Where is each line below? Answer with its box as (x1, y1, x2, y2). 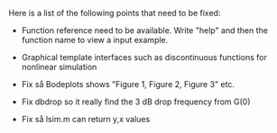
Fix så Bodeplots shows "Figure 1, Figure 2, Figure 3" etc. (21, 79, 235, 89)
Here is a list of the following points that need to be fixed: (8, 8, 221, 18)
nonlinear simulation (21, 62, 97, 72)
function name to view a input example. (21, 35, 169, 45)
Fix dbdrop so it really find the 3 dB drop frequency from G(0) (21, 96, 251, 107)
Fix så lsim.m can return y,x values (21, 114, 151, 124)
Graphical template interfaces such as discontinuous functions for (21, 52, 267, 62)
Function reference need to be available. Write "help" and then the (21, 25, 268, 35)
